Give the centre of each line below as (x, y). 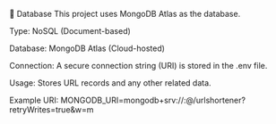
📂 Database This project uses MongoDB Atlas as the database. (125, 14)
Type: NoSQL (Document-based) (70, 31)
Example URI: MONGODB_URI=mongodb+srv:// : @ (102, 100)
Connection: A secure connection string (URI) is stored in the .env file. (138, 66)
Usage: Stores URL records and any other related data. (111, 83)
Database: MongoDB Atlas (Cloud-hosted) (87, 48)
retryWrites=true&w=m (52, 110)
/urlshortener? (220, 100)
